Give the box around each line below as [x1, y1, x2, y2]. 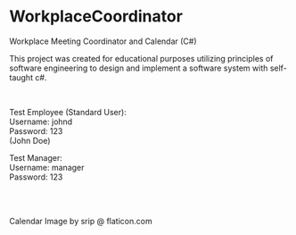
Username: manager [9, 162, 85, 172]
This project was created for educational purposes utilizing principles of [9, 53, 274, 63]
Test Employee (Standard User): [9, 106, 127, 117]
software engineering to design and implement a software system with [9, 63, 268, 73]
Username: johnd [9, 116, 73, 127]
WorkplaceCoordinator [9, 6, 183, 27]
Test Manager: [9, 152, 62, 163]
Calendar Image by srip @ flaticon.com [9, 215, 153, 226]
